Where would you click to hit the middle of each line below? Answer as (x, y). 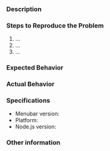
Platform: (26, 120)
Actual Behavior (30, 84)
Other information (33, 142)
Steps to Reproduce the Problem (55, 25)
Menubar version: (37, 114)
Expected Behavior (35, 68)
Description (24, 9)
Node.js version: (36, 127)
